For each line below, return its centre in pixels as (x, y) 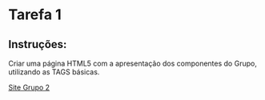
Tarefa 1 (35, 15)
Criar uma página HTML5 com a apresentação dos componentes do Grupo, (133, 63)
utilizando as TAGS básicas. (54, 72)
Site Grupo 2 (29, 87)
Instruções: (38, 44)
